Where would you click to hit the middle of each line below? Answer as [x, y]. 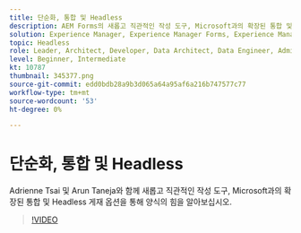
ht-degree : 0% [36, 109]
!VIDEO [44, 220]
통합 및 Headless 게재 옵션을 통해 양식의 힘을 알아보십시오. [129, 202]
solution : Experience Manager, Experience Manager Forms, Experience [142, 34]
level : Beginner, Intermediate [68, 59]
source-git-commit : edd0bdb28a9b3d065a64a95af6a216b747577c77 [128, 84]
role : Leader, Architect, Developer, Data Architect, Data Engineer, [142, 51]
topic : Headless [39, 43]
